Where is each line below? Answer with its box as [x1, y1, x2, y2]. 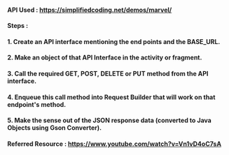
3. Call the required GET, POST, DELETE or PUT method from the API [7, 69, 209, 77]
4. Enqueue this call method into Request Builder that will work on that [7, 93, 216, 101]
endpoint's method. [7, 100, 67, 108]
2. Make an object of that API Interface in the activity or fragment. [7, 53, 202, 62]
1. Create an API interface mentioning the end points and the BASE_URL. [7, 37, 221, 45]
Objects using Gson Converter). [7, 124, 102, 132]
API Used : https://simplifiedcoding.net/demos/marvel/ [7, 6, 172, 14]
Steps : [7, 22, 29, 30]
